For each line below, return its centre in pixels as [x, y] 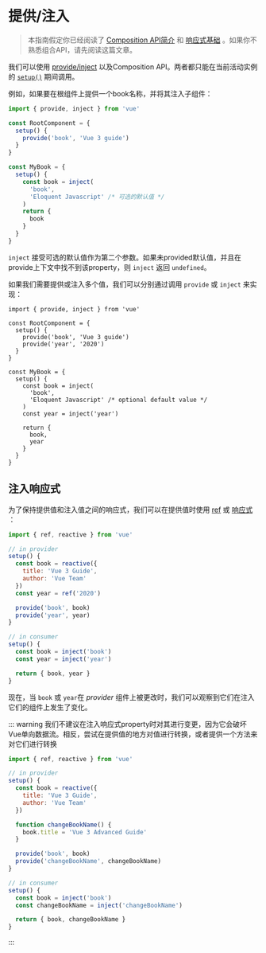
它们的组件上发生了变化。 [50, 707]
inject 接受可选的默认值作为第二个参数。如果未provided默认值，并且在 [125, 257]
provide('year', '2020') [64, 344]
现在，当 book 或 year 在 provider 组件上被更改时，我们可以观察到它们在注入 [131, 697]
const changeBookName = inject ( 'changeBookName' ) [99, 905]
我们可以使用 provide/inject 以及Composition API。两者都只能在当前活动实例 [133, 66]
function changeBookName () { [64, 825]
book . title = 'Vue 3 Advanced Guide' [85, 832]
